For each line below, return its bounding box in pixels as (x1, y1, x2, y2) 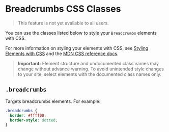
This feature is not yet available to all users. (17, 20, 109, 26)
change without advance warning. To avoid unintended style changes (17, 66, 164, 72)
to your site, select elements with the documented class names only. (17, 71, 162, 77)
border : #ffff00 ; (10, 113, 47, 118)
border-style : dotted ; (10, 118, 58, 123)
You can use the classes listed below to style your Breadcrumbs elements (5, 30, 157, 36)
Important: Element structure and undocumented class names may (17, 60, 159, 66)
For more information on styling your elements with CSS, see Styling (5, 45, 149, 51)
